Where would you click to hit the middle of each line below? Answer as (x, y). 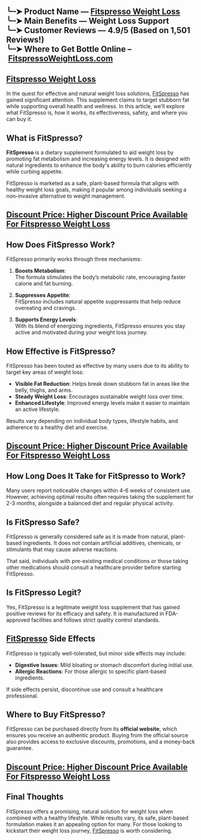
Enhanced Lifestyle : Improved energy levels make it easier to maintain (102, 403)
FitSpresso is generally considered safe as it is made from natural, (88, 537)
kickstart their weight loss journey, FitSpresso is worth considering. (89, 830)
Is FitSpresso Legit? (44, 593)
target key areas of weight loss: (45, 372)
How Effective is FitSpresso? (61, 351)
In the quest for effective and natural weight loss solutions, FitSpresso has (98, 94)
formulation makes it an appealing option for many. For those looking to (94, 824)
